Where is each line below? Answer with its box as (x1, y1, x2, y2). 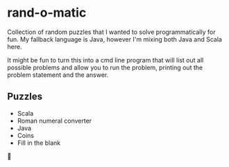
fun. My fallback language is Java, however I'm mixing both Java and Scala (7, 35, 222, 43)
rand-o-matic (7, 5, 87, 21)
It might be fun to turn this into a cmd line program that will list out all (7, 55, 204, 64)
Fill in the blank (17, 139, 61, 147)
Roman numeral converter (17, 116, 92, 125)
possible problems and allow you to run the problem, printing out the (7, 63, 203, 71)
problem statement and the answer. (7, 71, 109, 79)
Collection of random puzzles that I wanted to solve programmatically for (7, 28, 216, 36)
